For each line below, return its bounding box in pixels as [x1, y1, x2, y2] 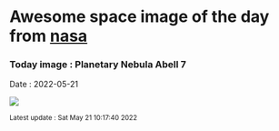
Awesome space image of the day [9, 6, 270, 27]
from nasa [9, 25, 88, 46]
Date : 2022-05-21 [9, 79, 79, 90]
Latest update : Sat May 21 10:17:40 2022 [9, 114, 138, 123]
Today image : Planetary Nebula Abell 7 [9, 58, 186, 71]
